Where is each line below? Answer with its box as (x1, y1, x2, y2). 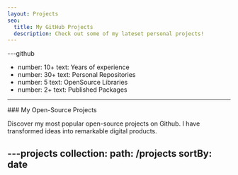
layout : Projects (7, 10, 59, 18)
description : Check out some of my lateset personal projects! (13, 30, 204, 37)
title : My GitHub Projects (13, 23, 93, 30)
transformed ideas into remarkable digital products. (7, 127, 157, 135)
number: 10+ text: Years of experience (17, 63, 130, 71)
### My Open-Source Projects (7, 106, 97, 114)
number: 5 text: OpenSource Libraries (17, 78, 128, 87)
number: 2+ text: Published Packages (17, 85, 127, 94)
